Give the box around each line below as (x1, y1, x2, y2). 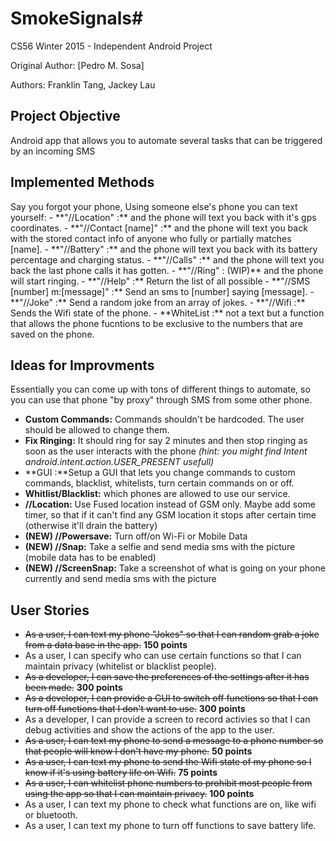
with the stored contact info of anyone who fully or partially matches (10, 232, 292, 244)
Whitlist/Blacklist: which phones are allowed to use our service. (24, 488, 291, 500)
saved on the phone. (10, 328, 95, 340)
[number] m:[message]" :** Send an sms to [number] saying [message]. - (10, 285, 315, 297)
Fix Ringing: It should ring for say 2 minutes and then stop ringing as (24, 435, 308, 447)
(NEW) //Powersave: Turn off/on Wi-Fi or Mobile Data (24, 530, 248, 542)
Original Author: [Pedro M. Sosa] (10, 59, 145, 71)
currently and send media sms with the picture (24, 573, 217, 585)
